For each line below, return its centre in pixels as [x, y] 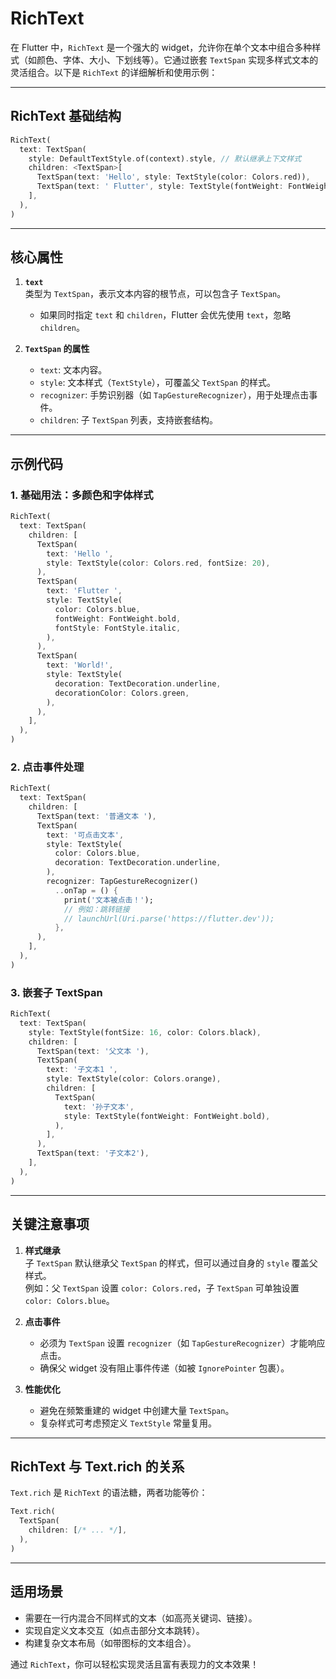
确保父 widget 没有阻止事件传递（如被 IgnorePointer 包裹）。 [164, 1368]
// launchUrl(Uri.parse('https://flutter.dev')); [169, 918]
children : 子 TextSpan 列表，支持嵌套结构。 [129, 420]
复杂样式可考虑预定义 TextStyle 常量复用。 [128, 1423]
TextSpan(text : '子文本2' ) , [93, 1153]
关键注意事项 [50, 1224]
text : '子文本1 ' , [82, 1070]
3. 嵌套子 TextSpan [56, 992]
